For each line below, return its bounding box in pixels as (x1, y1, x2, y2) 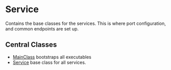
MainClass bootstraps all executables (12, 54, 92, 60)
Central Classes (5, 41, 57, 49)
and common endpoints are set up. (5, 25, 79, 31)
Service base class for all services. (12, 59, 86, 65)
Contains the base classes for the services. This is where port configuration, (5, 20, 166, 26)
